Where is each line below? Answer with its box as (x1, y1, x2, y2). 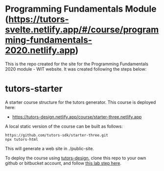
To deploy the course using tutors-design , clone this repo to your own (5, 155, 146, 161)
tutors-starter (5, 83, 63, 95)
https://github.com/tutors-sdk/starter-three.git (5, 133, 109, 137)
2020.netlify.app (5, 45, 75, 56)
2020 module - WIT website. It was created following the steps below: (5, 66, 147, 72)
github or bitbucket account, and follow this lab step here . (5, 160, 121, 166)
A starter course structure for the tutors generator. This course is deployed (5, 99, 156, 105)
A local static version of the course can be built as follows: (5, 123, 123, 129)
